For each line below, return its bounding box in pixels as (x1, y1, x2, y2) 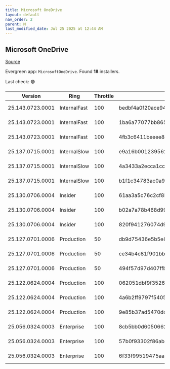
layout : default (5, 12, 39, 17)
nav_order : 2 (5, 17, 33, 22)
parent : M (5, 21, 26, 27)
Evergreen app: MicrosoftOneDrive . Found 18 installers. (5, 68, 120, 74)
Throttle (94, 92, 114, 99)
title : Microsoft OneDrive (5, 7, 62, 13)
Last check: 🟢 (5, 78, 35, 84)
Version (21, 92, 41, 99)
